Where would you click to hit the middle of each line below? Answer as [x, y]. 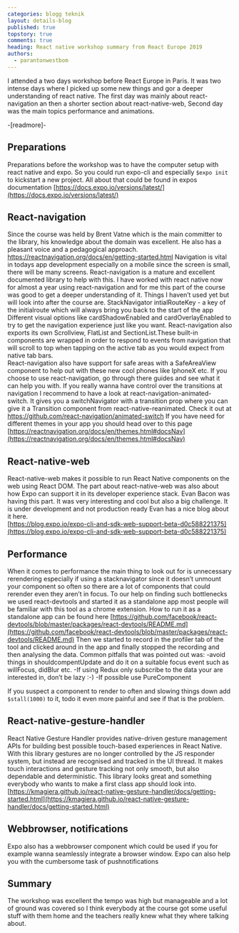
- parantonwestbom [41, 61]
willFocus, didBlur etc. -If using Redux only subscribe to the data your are [115, 670]
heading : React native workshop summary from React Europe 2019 [105, 47]
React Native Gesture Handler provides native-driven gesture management [117, 738]
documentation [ [32, 187]
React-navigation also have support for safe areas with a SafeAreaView [112, 363]
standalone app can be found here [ [60, 617]
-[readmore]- [27, 125]
